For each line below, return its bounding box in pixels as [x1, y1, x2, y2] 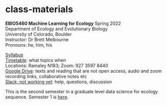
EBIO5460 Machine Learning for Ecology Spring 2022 [5, 20, 121, 26]
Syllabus [5, 52, 23, 58]
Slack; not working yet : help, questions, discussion [5, 79, 112, 85]
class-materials [5, 4, 73, 15]
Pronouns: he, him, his [5, 42, 53, 48]
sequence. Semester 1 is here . [5, 94, 69, 100]
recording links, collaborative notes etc [5, 73, 87, 79]
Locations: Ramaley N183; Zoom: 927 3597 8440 [5, 62, 108, 68]
